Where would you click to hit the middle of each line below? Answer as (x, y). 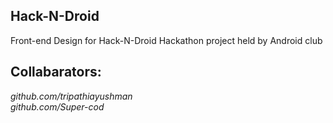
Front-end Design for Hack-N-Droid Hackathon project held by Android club (166, 40)
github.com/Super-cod (57, 106)
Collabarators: (56, 72)
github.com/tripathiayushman (71, 96)
